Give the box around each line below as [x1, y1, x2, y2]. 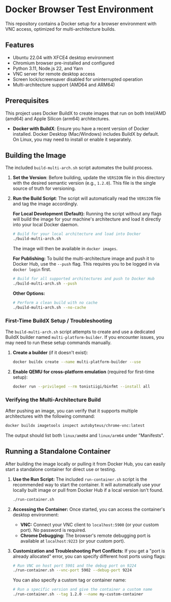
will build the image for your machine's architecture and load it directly [12, 216, 161, 222]
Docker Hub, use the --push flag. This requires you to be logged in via [12, 261, 160, 267]
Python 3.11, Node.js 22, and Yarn [12, 65, 83, 71]
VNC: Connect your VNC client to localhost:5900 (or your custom [20, 521, 159, 528]
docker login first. [12, 266, 52, 272]
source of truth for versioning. [12, 185, 76, 191]
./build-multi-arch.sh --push [12, 281, 78, 286]
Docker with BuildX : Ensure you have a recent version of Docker [12, 125, 149, 132]
